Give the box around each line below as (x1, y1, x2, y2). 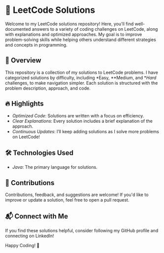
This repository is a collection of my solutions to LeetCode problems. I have (5, 69, 159, 75)
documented (5, 26, 31, 32)
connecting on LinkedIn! (5, 233, 54, 239)
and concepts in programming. (5, 42, 67, 48)
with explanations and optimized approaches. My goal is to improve (5, 31, 142, 37)
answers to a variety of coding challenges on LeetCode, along (32, 26, 158, 32)
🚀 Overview (5, 56, 41, 65)
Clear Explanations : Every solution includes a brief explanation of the (12, 118, 153, 124)
